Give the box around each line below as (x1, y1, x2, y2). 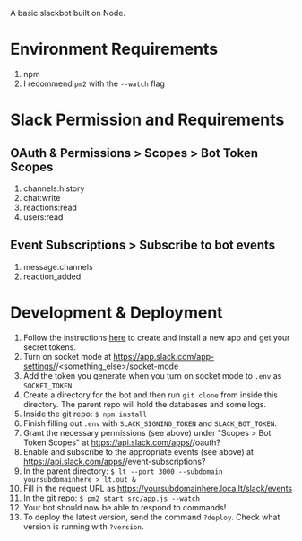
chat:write (22, 192, 61, 203)
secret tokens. (22, 341, 77, 353)
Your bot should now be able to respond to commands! (22, 502, 227, 512)
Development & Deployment (10, 302, 223, 322)
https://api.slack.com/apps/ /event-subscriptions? (22, 456, 206, 467)
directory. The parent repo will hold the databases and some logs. (22, 398, 267, 409)
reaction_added (22, 271, 82, 282)
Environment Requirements (10, 39, 219, 59)
